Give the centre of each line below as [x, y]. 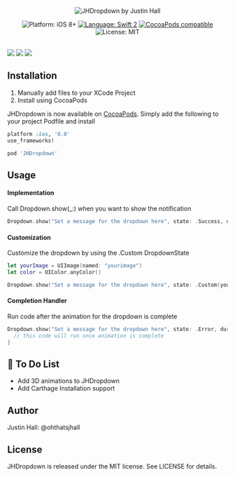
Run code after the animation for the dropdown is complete [92, 316]
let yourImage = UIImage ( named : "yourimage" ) [74, 266]
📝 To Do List [34, 364]
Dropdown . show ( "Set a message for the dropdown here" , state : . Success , [115, 222]
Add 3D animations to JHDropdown [69, 381]
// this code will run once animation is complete [89, 336]
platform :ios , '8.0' [39, 134]
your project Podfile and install [51, 121]
